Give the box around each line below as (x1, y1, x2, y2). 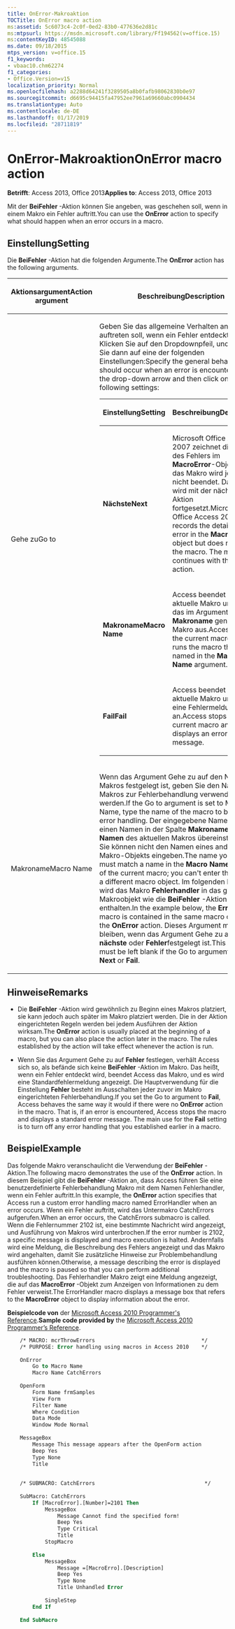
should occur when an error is (99, 365, 198, 375)
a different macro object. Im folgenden (99, 877, 225, 887)
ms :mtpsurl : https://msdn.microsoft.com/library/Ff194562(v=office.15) (7, 29, 220, 37)
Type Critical (57, 1526, 99, 1533)
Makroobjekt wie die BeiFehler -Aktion (99, 894, 227, 904)
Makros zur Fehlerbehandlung (99, 789, 198, 799)
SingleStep (44, 1597, 77, 1604)
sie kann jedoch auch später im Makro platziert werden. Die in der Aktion (17, 1012, 227, 1021)
